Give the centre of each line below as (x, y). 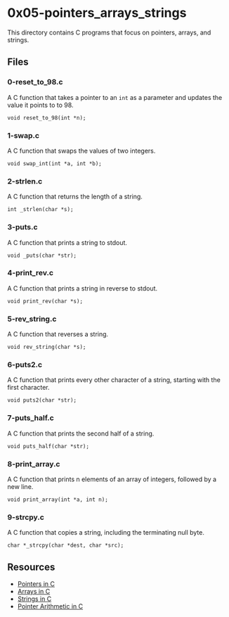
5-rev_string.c (32, 319)
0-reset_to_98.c (35, 82)
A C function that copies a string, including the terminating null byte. (106, 533)
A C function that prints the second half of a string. (81, 433)
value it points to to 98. (40, 105)
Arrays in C (34, 592)
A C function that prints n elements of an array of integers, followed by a (112, 479)
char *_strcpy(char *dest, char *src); (66, 546)
